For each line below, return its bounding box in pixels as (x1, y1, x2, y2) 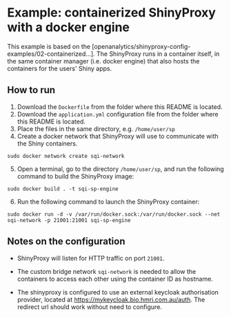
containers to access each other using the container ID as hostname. (17, 275, 214, 283)
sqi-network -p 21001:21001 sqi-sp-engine (7, 217, 131, 223)
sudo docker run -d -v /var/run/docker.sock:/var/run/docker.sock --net (7, 210, 221, 218)
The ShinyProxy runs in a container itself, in (96, 50, 220, 58)
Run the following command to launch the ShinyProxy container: (17, 197, 200, 206)
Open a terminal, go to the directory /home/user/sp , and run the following (17, 164, 224, 173)
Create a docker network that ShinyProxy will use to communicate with (17, 132, 219, 140)
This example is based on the (7, 42, 91, 50)
